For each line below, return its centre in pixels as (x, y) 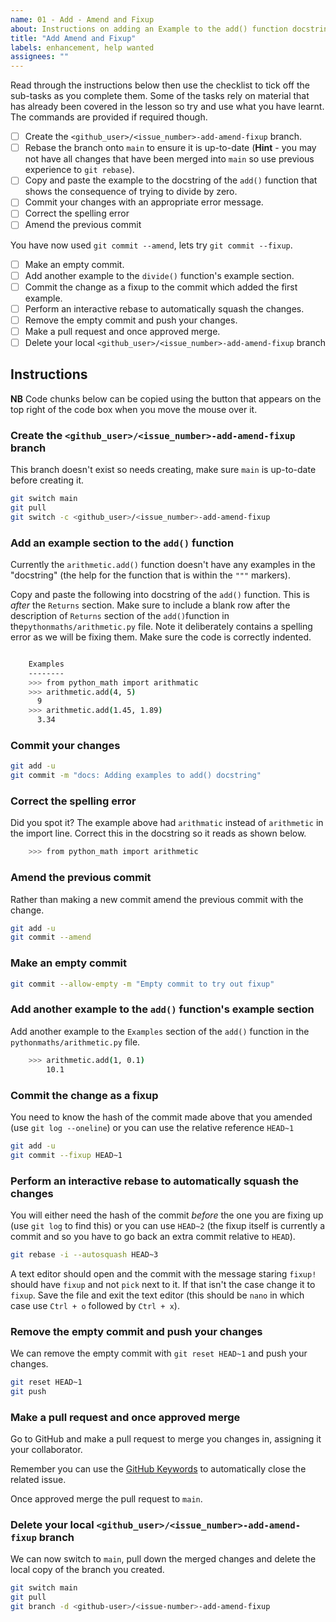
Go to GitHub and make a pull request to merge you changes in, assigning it (166, 1439)
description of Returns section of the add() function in (120, 615)
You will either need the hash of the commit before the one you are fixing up (167, 1215)
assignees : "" (40, 57)
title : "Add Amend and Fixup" (73, 38)
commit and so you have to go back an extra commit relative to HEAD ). (153, 1236)
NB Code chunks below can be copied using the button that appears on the (166, 398)
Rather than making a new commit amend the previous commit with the (157, 899)
